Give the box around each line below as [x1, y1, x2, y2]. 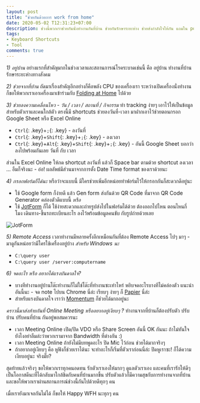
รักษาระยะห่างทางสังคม [6, 70, 51, 78]
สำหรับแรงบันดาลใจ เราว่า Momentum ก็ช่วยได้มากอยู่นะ [14, 295, 129, 302]
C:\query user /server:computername [14, 259, 106, 265]
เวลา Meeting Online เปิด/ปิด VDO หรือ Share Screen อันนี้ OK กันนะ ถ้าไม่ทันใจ [14, 325, 189, 333]
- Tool [6, 42, 23, 48]
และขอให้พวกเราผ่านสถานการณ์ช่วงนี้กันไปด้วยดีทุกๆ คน [6, 377, 115, 385]
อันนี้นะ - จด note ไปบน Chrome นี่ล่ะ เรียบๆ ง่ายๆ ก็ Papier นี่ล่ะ [14, 288, 150, 296]
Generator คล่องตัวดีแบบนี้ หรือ [14, 196, 82, 203]
